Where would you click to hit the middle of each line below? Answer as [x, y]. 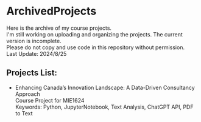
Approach [28, 94]
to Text [24, 113]
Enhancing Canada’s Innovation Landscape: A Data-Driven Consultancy [105, 87]
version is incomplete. [34, 41]
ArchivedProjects [51, 11]
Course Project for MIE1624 [50, 100]
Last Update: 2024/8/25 [37, 53]
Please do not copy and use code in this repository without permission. [95, 47]
